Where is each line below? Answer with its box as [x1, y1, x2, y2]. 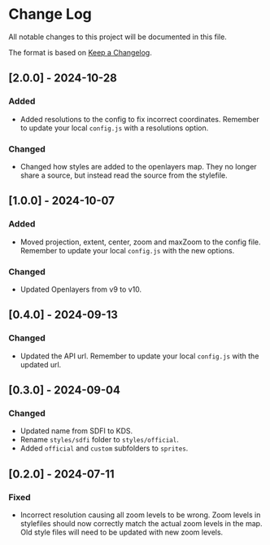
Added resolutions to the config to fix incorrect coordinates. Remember [20, 114, 260, 124]
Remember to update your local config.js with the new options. [20, 245, 235, 255]
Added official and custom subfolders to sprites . [20, 443, 189, 453]
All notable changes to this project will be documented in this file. [8, 32, 228, 42]
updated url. [20, 359, 62, 369]
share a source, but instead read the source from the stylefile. [20, 170, 228, 180]
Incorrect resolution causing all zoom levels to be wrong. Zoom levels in [20, 510, 261, 520]
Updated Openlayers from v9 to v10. [20, 284, 142, 294]
